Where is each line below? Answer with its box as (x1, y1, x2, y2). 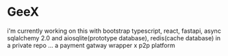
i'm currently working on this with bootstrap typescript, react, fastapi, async (7, 27, 221, 35)
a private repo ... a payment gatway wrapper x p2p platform (7, 41, 176, 49)
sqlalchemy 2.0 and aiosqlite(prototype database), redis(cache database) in (7, 33, 221, 42)
